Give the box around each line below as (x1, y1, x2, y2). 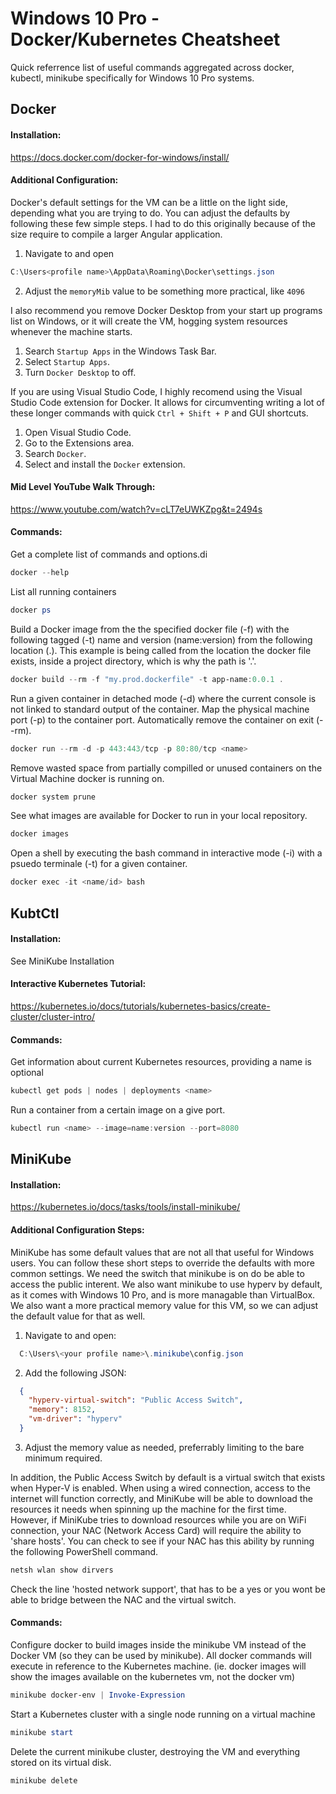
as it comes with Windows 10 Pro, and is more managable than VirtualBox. (10, 1288, 316, 1301)
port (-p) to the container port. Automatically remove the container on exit (10, 713, 314, 726)
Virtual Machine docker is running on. (10, 772, 165, 784)
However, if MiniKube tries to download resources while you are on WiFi (10, 1513, 307, 1526)
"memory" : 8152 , (28, 1405, 97, 1415)
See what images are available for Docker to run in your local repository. (10, 810, 308, 822)
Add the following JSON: (24, 1367, 127, 1379)
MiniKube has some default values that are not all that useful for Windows (10, 1246, 315, 1258)
